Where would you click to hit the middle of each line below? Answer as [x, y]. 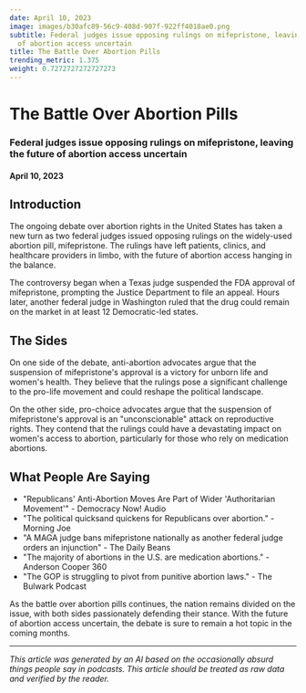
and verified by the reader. [59, 679]
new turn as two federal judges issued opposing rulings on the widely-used [151, 236]
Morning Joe [46, 528]
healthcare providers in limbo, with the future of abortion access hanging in [151, 256]
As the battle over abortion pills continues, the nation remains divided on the [153, 604]
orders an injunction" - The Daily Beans [97, 548]
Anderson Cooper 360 [65, 567]
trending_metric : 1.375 [55, 60]
